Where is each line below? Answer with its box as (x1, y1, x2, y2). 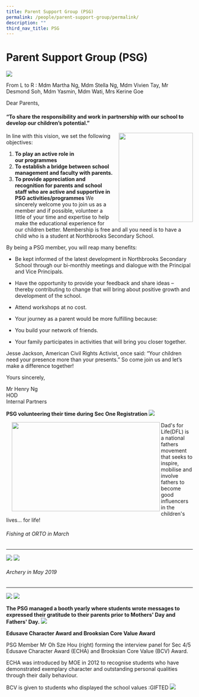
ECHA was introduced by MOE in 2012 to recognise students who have (6, 659, 179, 666)
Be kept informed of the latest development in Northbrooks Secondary (14, 256, 187, 263)
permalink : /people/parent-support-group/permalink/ (6, 14, 139, 20)
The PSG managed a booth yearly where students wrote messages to (6, 604, 180, 612)
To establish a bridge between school (14, 163, 110, 170)
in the (161, 504, 175, 511)
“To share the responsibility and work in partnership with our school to (6, 113, 184, 120)
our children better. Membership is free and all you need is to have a (14, 226, 182, 234)
